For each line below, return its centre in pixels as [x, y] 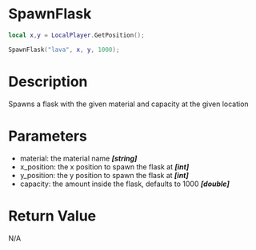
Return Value [52, 216]
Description [48, 81]
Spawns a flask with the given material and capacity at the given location [129, 104]
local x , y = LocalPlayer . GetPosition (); [77, 35]
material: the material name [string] [78, 158]
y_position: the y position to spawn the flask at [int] [104, 175]
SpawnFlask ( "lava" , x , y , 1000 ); [64, 50]
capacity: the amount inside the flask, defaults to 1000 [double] [124, 184]
